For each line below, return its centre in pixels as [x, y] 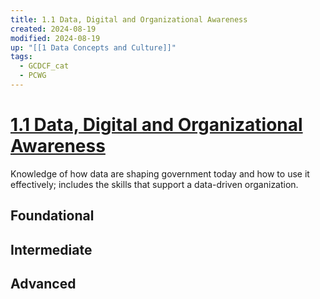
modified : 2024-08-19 [55, 38]
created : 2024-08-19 [53, 29]
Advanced [43, 283]
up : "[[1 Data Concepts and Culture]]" [93, 47]
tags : [21, 57]
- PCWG [33, 76]
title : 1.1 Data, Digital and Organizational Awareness [129, 19]
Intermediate [51, 249]
